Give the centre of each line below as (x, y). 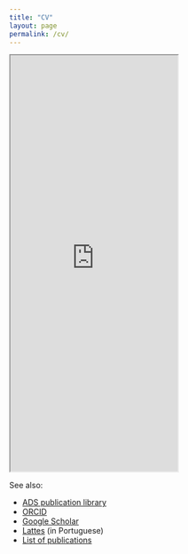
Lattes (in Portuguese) (63, 531)
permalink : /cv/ (39, 34)
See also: (26, 486)
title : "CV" (31, 17)
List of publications (57, 540)
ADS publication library (64, 503)
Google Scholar (51, 521)
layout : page (33, 26)
